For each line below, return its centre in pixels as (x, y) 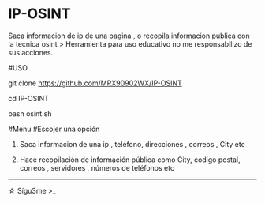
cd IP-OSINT (29, 98)
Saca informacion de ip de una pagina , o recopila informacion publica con (129, 36)
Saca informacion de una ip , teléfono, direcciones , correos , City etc (132, 144)
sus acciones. (31, 52)
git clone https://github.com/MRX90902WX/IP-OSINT (95, 83)
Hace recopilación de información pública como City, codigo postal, (130, 160)
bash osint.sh (30, 113)
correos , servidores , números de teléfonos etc (97, 167)
